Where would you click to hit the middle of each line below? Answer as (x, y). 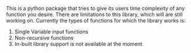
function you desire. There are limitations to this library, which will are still (94, 14)
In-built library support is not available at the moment (78, 44)
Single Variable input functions (51, 32)
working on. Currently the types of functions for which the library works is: (96, 20)
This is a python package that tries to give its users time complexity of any (95, 8)
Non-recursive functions (44, 38)
